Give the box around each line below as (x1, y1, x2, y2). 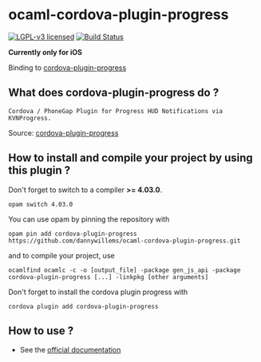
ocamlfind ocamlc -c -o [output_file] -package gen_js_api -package (8, 266, 241, 274)
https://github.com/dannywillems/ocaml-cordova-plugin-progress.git (8, 237, 241, 245)
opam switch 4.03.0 (8, 200, 73, 208)
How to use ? (8, 324, 74, 337)
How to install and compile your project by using (8, 151, 253, 165)
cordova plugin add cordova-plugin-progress (8, 302, 159, 310)
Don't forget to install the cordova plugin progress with (8, 287, 188, 297)
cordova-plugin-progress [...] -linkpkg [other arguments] (8, 273, 209, 281)
